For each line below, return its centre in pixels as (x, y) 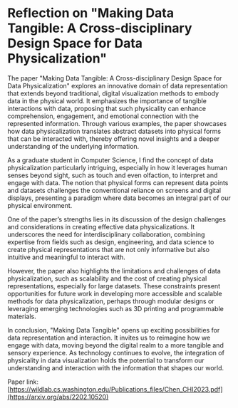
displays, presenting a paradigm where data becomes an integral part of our (119, 198)
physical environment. (40, 205)
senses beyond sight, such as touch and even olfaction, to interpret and (113, 175)
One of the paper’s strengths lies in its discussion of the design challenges (117, 219)
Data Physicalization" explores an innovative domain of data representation (118, 85)
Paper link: (23, 382)
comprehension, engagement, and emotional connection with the (103, 116)
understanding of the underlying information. (73, 146)
